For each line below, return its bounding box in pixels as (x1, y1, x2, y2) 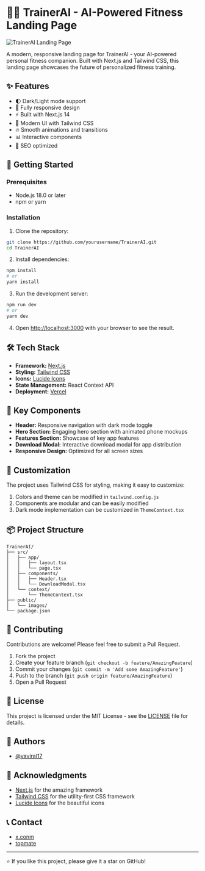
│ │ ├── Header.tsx (6, 576, 67, 582)
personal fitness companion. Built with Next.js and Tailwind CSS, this (6, 57, 179, 64)
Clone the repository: (15, 227, 69, 234)
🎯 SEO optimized (15, 142, 58, 149)
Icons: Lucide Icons (15, 375, 65, 382)
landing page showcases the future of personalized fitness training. (6, 63, 176, 71)
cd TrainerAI (6, 245, 40, 251)
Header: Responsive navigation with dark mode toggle (15, 421, 153, 429)
